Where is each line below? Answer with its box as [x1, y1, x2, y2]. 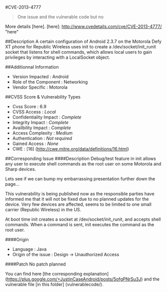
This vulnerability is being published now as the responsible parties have [5, 191, 155, 196]
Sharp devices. [5, 166, 36, 172]
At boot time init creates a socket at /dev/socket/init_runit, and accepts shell [5, 216, 161, 222]
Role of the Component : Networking [12, 79, 88, 85]
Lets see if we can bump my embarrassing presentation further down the [5, 176, 156, 181]
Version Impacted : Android [12, 74, 69, 79]
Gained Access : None [12, 141, 59, 146]
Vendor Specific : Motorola [12, 84, 68, 90]
